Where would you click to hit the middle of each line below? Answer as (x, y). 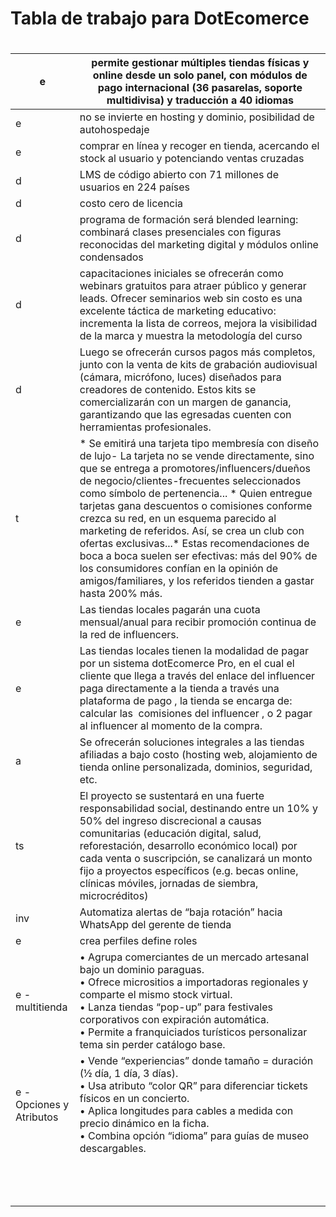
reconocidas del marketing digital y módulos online (199, 245)
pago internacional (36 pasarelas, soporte (200, 88)
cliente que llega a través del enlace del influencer (197, 676)
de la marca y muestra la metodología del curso (191, 336)
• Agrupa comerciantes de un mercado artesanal (194, 957)
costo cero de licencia (131, 204)
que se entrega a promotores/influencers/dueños (195, 469)
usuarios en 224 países (135, 187)
